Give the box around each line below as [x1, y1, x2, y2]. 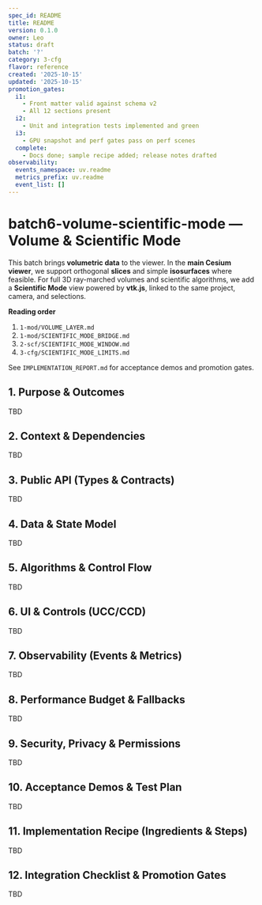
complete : [15, 144, 47, 152]
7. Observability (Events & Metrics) [8, 649, 183, 662]
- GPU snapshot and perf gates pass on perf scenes [22, 136, 196, 145]
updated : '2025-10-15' [8, 78, 83, 85]
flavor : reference [8, 63, 69, 71]
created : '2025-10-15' [8, 70, 83, 78]
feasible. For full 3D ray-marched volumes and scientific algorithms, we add [8, 275, 255, 284]
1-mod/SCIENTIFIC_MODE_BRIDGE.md [19, 331, 130, 340]
